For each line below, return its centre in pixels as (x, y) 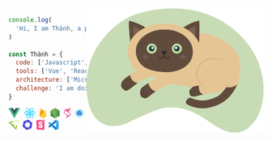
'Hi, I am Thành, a (49, 28)
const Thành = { (36, 54)
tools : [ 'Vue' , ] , (88, 71)
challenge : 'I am (45, 88)
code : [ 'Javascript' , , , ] (105, 63)
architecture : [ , (72, 80)
